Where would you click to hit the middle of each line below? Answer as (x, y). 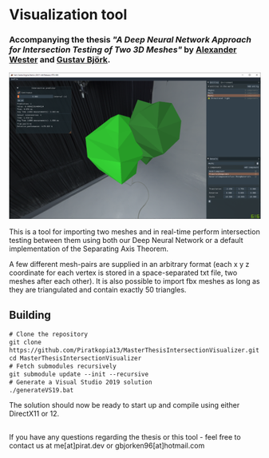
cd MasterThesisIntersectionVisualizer (75, 358)
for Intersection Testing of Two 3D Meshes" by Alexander (123, 50)
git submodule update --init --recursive (79, 374)
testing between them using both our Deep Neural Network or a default (126, 241)
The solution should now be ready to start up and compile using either (125, 405)
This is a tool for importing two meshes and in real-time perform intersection (134, 232)
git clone (26, 343)
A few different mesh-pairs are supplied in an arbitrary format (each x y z (129, 265)
